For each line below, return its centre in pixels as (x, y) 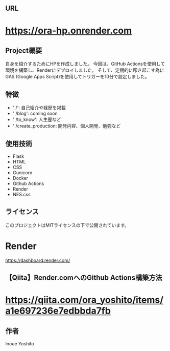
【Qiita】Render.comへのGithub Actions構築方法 (84, 278)
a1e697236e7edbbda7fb (58, 311)
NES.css (21, 195)
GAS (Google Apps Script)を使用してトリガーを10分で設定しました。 (77, 77)
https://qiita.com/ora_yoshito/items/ (84, 300)
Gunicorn (22, 173)
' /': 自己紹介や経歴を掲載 (39, 108)
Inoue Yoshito (20, 344)
